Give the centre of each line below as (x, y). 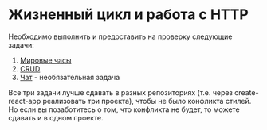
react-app (25, 101)
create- (247, 92)
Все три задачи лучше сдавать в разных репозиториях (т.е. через (121, 92)
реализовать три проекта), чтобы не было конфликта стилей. (147, 101)
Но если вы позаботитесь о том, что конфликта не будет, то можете (124, 109)
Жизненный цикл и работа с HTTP (128, 15)
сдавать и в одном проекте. (56, 117)
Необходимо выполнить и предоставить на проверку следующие (120, 36)
